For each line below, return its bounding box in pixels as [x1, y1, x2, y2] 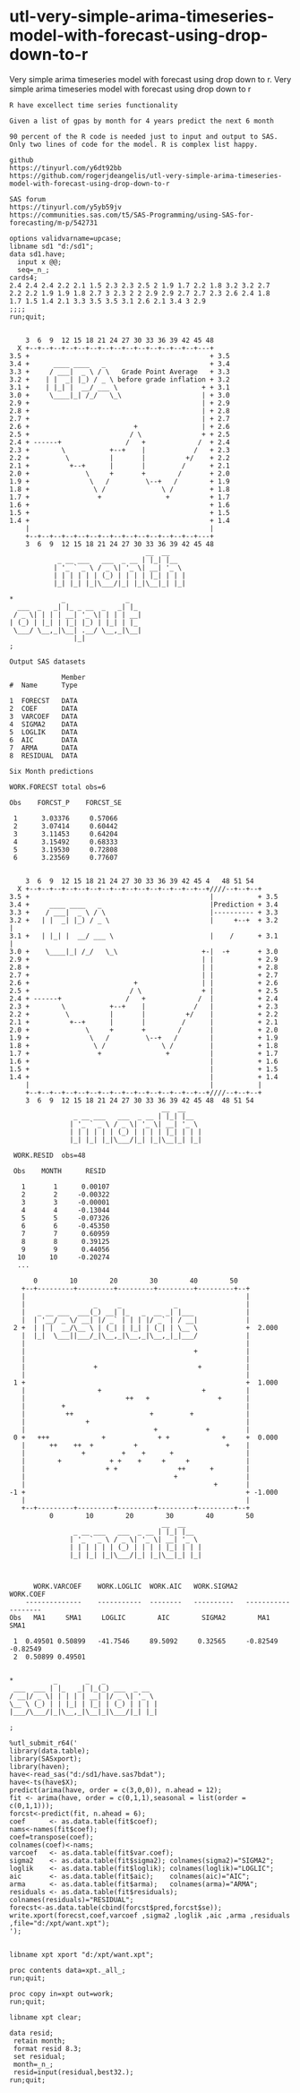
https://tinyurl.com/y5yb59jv [9, 202, 123, 211]
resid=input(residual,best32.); [13, 2067, 134, 2077]
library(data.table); [9, 1746, 90, 1755]
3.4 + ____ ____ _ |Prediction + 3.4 [9, 900, 279, 909]
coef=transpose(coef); [9, 1832, 94, 1841]
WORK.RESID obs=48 [13, 1151, 87, 1160]
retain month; [13, 2036, 66, 2046]
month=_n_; [13, 2060, 54, 2069]
